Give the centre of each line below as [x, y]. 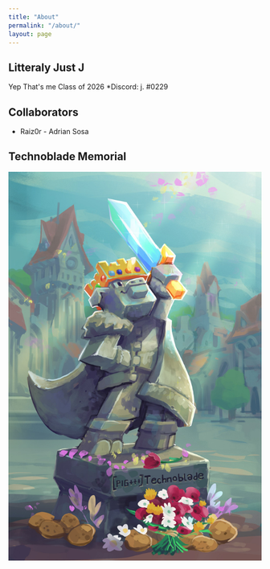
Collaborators [43, 112]
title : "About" [34, 17]
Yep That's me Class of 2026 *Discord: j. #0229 [88, 87]
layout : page [30, 34]
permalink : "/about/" [45, 25]
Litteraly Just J [47, 67]
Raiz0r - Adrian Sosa [54, 131]
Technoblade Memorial [67, 157]
